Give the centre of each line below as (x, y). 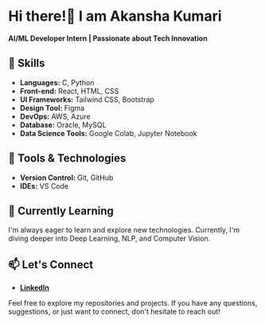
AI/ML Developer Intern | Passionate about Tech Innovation (108, 38)
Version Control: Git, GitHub (66, 178)
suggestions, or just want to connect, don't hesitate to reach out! (114, 312)
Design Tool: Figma (52, 107)
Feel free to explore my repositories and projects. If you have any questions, (133, 303)
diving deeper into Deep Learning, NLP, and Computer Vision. (109, 239)
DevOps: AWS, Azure (55, 116)
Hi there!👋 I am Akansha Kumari (115, 16)
